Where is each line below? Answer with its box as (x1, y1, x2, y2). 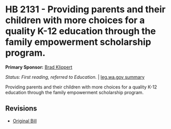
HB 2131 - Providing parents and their (5, 4, 166, 15)
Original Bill (12, 118, 37, 124)
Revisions (5, 104, 37, 113)
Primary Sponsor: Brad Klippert (5, 64, 72, 70)
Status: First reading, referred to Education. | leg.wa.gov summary (5, 74, 145, 80)
